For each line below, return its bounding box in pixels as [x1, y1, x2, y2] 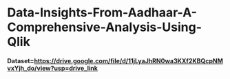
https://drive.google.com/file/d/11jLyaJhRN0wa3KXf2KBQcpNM [34, 56, 224, 65]
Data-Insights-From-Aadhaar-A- [7, 5, 198, 21]
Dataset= [7, 56, 34, 65]
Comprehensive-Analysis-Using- [7, 19, 202, 35]
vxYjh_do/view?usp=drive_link [7, 64, 98, 72]
